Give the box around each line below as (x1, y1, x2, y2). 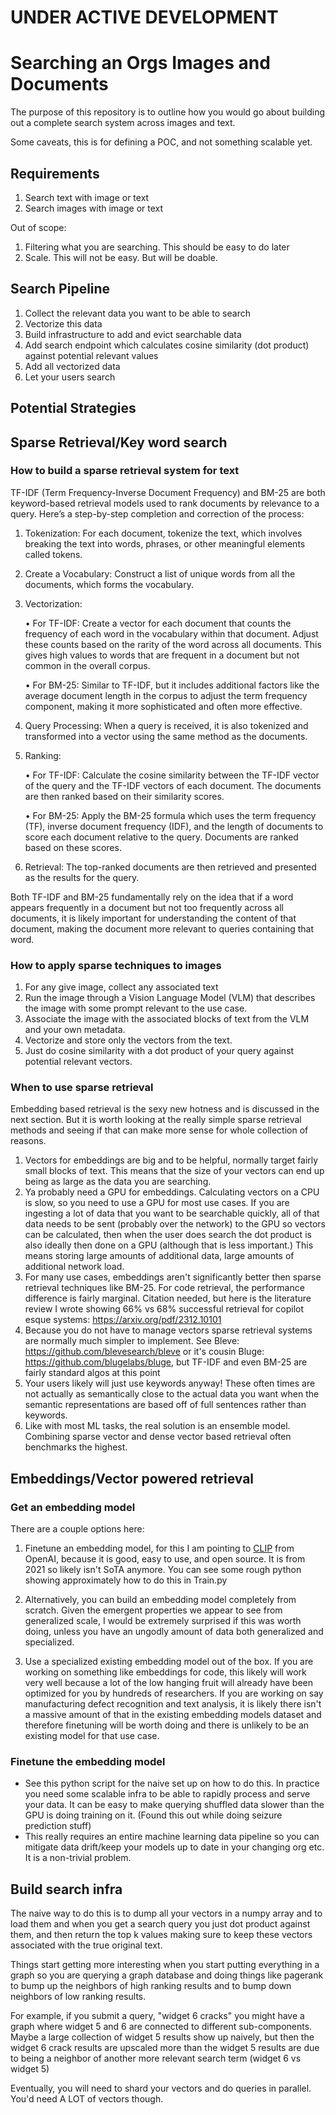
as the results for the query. (24, 871, 140, 883)
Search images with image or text (24, 202, 164, 214)
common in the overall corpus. (24, 659, 151, 671)
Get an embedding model (10, 1500, 136, 1514)
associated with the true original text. (10, 1939, 163, 1951)
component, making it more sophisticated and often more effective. (24, 700, 303, 712)
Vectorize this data (24, 317, 103, 330)
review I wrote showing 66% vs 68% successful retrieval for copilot (24, 1303, 305, 1315)
